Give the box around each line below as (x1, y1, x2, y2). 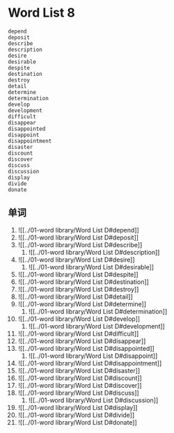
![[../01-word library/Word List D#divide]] (17, 411, 135, 419)
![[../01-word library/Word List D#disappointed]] (17, 344, 155, 352)
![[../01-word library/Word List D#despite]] (17, 270, 139, 278)
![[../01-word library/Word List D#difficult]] (17, 329, 139, 338)
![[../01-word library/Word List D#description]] (28, 248, 160, 256)
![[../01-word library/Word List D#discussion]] (28, 395, 159, 404)
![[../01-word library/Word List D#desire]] (17, 255, 135, 264)
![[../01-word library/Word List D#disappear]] (17, 336, 146, 345)
